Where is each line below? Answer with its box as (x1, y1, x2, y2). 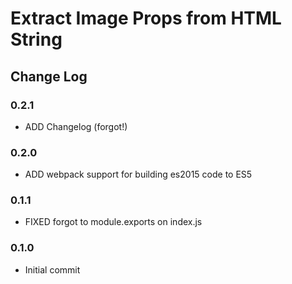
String (10, 28, 63, 51)
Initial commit (24, 263, 81, 276)
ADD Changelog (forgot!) (24, 120, 128, 132)
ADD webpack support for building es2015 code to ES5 (24, 168, 253, 181)
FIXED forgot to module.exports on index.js (24, 216, 203, 228)
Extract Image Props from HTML (10, 7, 282, 30)
